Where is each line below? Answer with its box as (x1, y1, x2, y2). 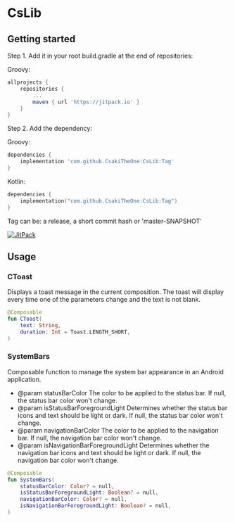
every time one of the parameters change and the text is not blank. (7, 295, 201, 304)
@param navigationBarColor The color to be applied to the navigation (17, 426, 220, 434)
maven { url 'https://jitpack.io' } (32, 98, 140, 106)
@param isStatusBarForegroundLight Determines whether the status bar (17, 403, 228, 412)
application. (7, 375, 42, 383)
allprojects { (7, 79, 49, 86)
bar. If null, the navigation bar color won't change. (17, 433, 163, 442)
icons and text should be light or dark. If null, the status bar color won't (17, 411, 223, 419)
